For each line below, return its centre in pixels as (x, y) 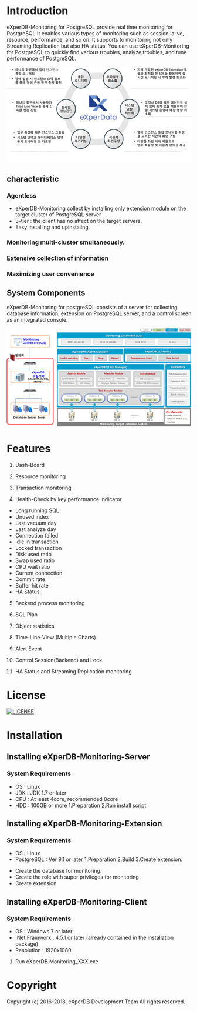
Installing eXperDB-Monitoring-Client (77, 902)
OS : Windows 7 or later (44, 931)
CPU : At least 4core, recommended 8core (67, 799)
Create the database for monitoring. (58, 871)
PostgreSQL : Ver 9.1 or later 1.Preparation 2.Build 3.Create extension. (99, 859)
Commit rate (30, 579)
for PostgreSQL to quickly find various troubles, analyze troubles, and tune (97, 52)
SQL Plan (26, 614)
